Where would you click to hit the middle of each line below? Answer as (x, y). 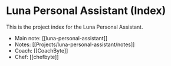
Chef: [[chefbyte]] (37, 57)
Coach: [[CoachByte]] (41, 50)
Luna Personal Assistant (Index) (86, 11)
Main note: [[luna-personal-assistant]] (61, 38)
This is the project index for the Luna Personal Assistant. (75, 27)
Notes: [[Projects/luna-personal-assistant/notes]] (75, 44)
